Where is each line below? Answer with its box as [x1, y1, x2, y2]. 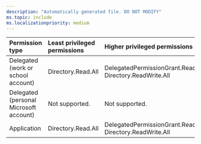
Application [9, 124, 41, 133]
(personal [9, 96, 36, 105]
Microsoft [9, 103, 36, 112]
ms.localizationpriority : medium [6, 20, 90, 26]
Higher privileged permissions [104, 42, 193, 51]
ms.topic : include [6, 14, 52, 20]
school [9, 71, 29, 79]
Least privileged [47, 39, 96, 47]
